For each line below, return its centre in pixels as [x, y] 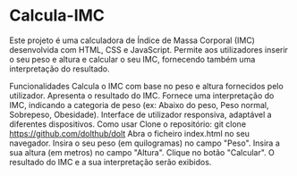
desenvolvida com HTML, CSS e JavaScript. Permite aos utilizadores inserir [149, 49]
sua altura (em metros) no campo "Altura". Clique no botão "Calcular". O [142, 152]
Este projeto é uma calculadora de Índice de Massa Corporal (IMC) [132, 40]
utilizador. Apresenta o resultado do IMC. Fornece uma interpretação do [142, 96]
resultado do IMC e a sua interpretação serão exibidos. [110, 162]
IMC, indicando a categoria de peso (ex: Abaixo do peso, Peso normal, [140, 105]
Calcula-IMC [57, 16]
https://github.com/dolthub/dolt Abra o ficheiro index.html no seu [130, 133]
